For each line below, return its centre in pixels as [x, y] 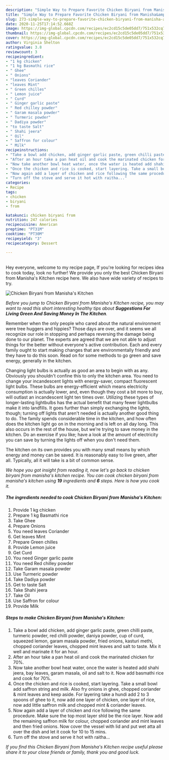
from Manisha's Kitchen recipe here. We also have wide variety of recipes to [84, 278]
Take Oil [21, 596]
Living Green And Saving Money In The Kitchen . [56, 313]
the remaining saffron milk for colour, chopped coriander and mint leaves [88, 721]
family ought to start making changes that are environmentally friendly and [83, 350]
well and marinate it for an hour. [46, 652]
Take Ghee [24, 521]
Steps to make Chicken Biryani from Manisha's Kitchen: [65, 618]
